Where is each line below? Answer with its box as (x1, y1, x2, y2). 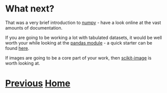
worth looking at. (5, 60, 40, 66)
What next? (5, 3, 54, 14)
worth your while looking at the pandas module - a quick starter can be (5, 39, 152, 45)
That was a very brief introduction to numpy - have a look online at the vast (5, 19, 161, 25)
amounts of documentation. (5, 24, 63, 30)
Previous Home (5, 78, 70, 89)
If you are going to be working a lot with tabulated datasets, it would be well (5, 34, 162, 40)
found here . (5, 45, 29, 51)
